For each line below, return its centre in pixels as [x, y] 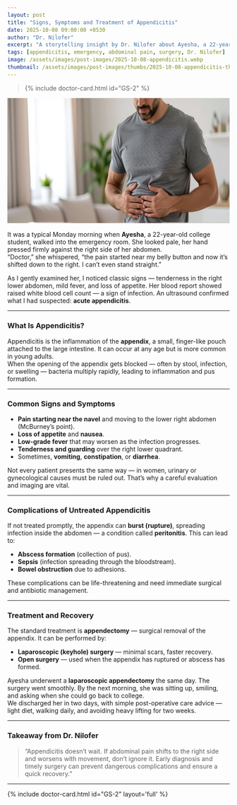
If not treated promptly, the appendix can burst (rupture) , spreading [107, 526]
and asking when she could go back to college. [76, 695]
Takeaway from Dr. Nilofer [53, 736]
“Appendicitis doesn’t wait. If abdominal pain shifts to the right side [122, 751]
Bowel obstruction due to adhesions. [72, 570]
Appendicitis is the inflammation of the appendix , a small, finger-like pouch [117, 341]
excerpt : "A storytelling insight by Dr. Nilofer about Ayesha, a [107, 45]
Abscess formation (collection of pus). [74, 554]
